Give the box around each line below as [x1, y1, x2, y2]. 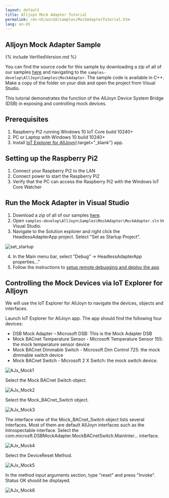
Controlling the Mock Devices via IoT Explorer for [5, 279, 163, 287]
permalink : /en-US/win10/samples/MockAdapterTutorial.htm [5, 17, 130, 22]
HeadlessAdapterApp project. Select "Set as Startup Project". [12, 234, 141, 240]
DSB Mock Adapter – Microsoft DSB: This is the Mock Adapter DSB [12, 330, 152, 337]
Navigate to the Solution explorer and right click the [12, 228, 120, 234]
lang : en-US [5, 21, 30, 27]
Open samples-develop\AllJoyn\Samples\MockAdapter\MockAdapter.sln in [12, 217, 164, 223]
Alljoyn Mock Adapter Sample [5, 40, 101, 49]
